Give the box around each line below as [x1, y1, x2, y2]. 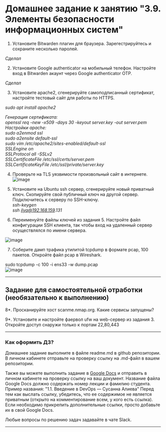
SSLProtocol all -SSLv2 [5, 151, 52, 157]
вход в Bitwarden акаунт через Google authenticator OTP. [12, 70, 132, 76]
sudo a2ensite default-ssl [5, 135, 58, 141]
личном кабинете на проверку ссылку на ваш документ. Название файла [5, 375, 161, 381]
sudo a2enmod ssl [5, 130, 43, 136]
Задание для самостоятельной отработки [5, 286, 143, 294]
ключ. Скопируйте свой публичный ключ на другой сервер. [12, 191, 139, 197]
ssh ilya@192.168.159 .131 [12, 207, 62, 213]
